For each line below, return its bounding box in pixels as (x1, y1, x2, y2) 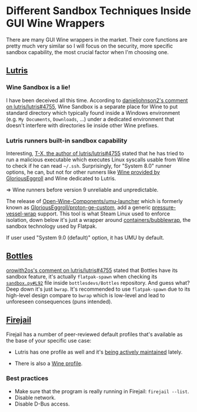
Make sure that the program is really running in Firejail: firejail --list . (14, 387, 189, 395)
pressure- (152, 204, 176, 211)
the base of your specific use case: (6, 337, 92, 344)
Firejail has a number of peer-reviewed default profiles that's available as (6, 331, 183, 338)
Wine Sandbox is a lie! (6, 84, 71, 92)
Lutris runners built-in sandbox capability (6, 137, 128, 145)
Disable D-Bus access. (14, 400, 70, 407)
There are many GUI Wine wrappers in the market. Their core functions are (6, 36, 188, 43)
